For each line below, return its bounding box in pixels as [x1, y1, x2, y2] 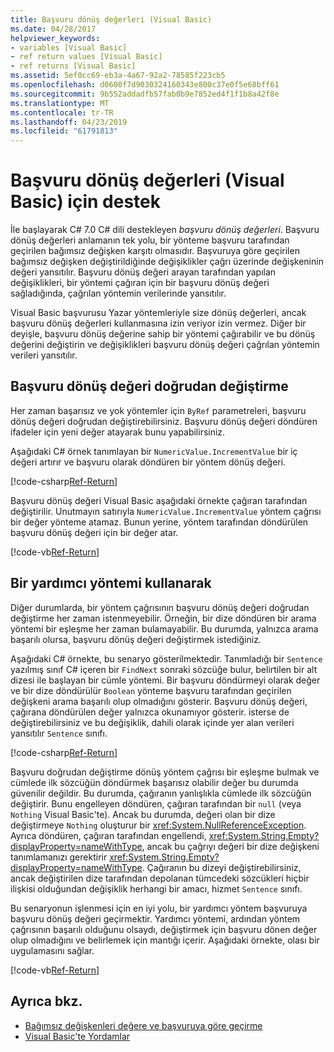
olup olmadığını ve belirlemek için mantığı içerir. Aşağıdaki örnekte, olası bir [10, 934, 320, 946]
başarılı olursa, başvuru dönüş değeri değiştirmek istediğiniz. [10, 633, 262, 645]
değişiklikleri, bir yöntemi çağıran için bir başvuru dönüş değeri [10, 277, 270, 289]
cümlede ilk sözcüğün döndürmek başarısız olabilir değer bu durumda [10, 776, 299, 788]
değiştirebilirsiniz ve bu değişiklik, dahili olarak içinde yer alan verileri [10, 716, 295, 728]
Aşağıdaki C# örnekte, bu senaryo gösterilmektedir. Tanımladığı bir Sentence [10, 652, 323, 665]
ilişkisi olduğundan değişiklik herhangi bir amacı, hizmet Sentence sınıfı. [10, 882, 303, 895]
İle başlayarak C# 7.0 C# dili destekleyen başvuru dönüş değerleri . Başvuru [10, 224, 320, 236]
